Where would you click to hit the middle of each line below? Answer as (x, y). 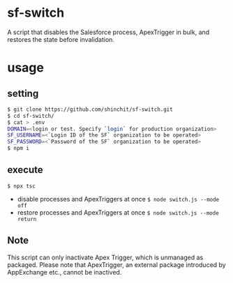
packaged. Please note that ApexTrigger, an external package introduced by (116, 265)
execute (25, 170)
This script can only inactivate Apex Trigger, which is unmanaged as (105, 257)
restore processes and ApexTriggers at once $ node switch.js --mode (118, 212)
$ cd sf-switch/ (31, 116)
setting (23, 93)
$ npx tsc (22, 186)
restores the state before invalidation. (61, 39)
